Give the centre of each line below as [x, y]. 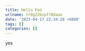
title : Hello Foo [24, 10]
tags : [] [15, 24]
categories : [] [21, 29]
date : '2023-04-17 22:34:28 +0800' [43, 19]
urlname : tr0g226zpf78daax [34, 15]
